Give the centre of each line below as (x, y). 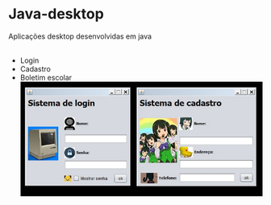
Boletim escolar (46, 77)
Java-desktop (56, 14)
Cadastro (35, 68)
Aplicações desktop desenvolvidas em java (80, 36)
